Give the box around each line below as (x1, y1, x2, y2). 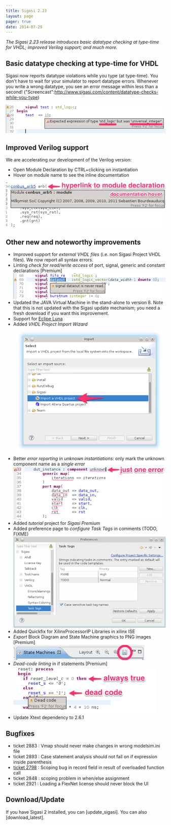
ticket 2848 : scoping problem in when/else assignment (13, 775, 130, 782)
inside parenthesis (13, 759, 52, 765)
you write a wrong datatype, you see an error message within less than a (6, 84, 158, 90)
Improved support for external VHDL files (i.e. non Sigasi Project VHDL (13, 251, 161, 257)
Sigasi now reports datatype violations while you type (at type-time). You (6, 73, 158, 79)
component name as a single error (13, 461, 85, 467)
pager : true (6, 19, 31, 24)
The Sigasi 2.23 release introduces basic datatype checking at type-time (6, 39, 159, 45)
